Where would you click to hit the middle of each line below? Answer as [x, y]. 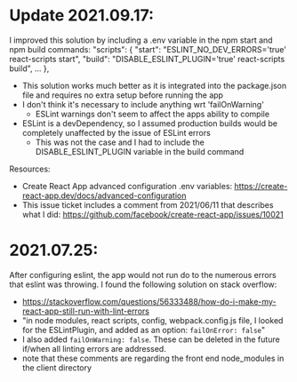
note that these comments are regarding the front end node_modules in [153, 358]
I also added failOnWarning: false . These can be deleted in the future [151, 339]
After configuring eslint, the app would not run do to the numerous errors [143, 275]
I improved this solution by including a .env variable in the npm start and [141, 40]
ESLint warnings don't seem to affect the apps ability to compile [152, 114]
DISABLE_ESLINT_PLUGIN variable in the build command [140, 151]
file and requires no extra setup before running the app [123, 95]
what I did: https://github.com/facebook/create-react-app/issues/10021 [153, 214]
